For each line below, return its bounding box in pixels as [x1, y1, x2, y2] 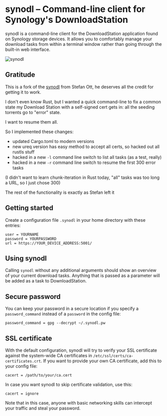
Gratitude [5, 71, 36, 79]
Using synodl [5, 254, 47, 263]
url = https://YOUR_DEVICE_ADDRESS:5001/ [5, 241, 92, 246]
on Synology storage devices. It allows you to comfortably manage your [5, 36, 153, 42]
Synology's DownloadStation [5, 14, 128, 25]
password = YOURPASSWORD [5, 236, 57, 241]
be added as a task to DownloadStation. [5, 278, 87, 284]
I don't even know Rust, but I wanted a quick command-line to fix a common [5, 99, 162, 105]
